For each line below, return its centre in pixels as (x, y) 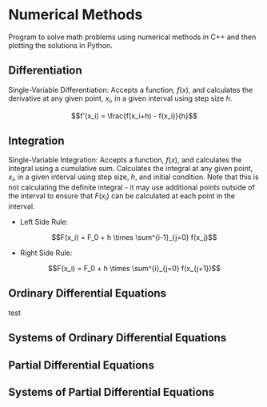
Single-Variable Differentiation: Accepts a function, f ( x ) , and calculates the (131, 90)
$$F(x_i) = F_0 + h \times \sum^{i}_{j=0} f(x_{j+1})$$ (134, 268)
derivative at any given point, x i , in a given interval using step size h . (120, 99)
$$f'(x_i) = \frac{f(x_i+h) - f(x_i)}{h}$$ (134, 116)
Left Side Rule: (44, 221)
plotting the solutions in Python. (61, 45)
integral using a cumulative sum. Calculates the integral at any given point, (131, 169)
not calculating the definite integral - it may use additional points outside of (132, 188)
